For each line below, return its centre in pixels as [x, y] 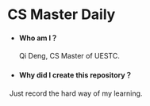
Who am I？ [38, 38]
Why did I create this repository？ [75, 75]
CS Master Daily [62, 15]
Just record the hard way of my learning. [76, 93]
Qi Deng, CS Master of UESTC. [69, 56]
